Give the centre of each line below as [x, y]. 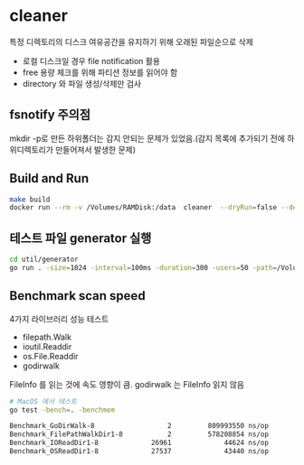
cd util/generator [44, 260]
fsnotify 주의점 [50, 115]
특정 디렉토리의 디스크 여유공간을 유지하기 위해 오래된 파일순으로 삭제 [131, 42]
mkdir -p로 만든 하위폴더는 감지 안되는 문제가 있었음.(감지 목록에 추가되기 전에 [147, 138]
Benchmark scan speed [78, 296]
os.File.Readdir [50, 356]
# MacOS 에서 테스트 [43, 401]
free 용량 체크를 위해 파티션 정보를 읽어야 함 [100, 72]
